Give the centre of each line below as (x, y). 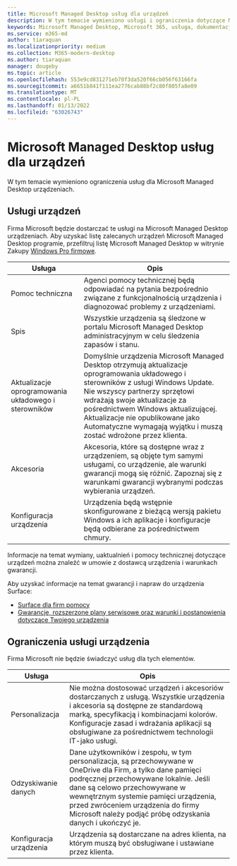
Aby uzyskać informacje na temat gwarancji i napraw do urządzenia (106, 583)
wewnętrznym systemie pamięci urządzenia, (143, 796)
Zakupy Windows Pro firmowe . (52, 250)
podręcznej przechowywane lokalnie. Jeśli (140, 779)
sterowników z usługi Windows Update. (149, 382)
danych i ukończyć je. (105, 823)
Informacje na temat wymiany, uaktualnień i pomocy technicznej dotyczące (116, 555)
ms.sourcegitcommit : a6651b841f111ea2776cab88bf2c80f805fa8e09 (102, 86)
